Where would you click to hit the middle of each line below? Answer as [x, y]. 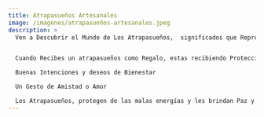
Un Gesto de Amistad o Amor [61, 87]
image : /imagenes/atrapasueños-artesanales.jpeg [89, 23]
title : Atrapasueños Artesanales [63, 15]
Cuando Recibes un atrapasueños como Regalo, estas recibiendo [121, 58]
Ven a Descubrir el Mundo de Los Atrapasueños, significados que [126, 37]
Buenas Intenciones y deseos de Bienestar [86, 73]
